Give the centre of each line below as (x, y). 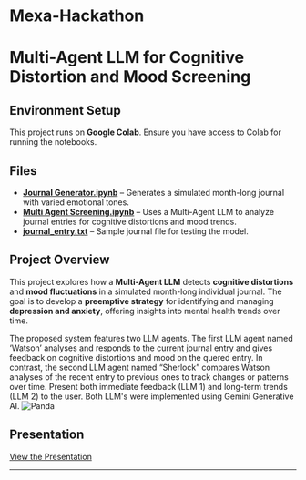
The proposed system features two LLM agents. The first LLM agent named (151, 338)
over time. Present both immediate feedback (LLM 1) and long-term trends (149, 386)
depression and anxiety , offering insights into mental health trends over (145, 311)
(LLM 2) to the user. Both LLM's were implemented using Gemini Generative (152, 396)
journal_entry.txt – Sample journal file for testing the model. (135, 231)
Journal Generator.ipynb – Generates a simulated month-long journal (153, 193)
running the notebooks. (53, 142)
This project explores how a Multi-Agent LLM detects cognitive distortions (152, 281)
